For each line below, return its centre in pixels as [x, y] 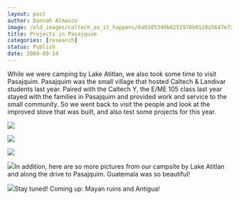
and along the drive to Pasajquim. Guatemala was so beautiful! [99, 174]
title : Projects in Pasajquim [52, 34]
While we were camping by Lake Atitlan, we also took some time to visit [112, 74]
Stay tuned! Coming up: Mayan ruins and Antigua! [87, 189]
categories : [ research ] [43, 41]
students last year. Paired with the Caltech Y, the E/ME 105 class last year [115, 89]
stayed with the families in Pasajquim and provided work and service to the [117, 96]
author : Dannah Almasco [43, 21]
